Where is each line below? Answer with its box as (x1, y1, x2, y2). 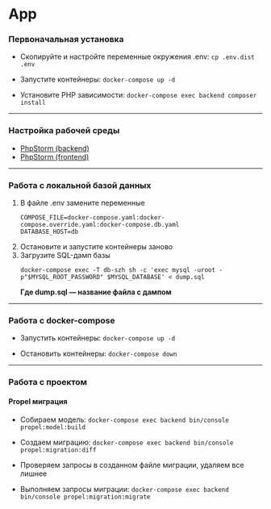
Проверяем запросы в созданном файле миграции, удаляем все (19, 460, 244, 469)
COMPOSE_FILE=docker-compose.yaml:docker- (19, 214, 165, 222)
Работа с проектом (8, 377, 87, 388)
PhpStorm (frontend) (19, 152, 90, 161)
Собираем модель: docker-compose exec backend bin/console (19, 415, 230, 424)
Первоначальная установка (8, 34, 124, 45)
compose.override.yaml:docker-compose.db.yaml (19, 221, 180, 229)
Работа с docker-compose (8, 315, 115, 326)
